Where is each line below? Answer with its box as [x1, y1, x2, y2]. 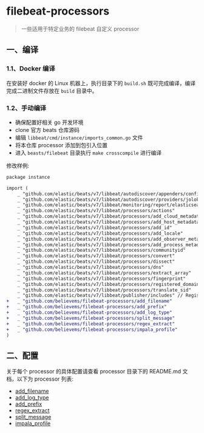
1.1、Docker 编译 [6, 64, 56, 73]
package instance [6, 174, 50, 180]
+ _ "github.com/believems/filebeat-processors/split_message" [6, 315, 175, 321]
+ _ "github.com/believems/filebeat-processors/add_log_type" [6, 310, 172, 316]
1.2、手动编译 [6, 103, 47, 112]
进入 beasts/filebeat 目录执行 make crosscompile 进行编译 [15, 149, 162, 156]
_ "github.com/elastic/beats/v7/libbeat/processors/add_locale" [17, 230, 183, 237]
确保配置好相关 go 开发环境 [15, 119, 84, 126]
